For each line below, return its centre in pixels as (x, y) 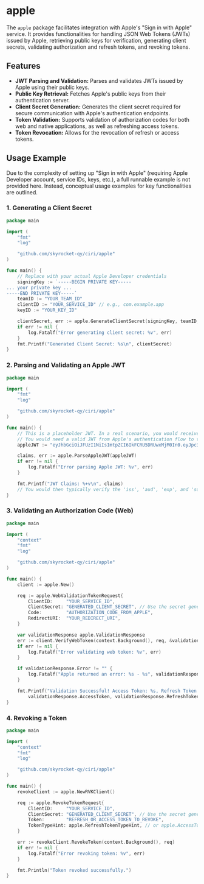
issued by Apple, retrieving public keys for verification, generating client (96, 40)
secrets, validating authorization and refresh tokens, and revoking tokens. (98, 47)
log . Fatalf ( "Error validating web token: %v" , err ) (95, 652)
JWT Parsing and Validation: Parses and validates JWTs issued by (99, 80)
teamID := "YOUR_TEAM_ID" (50, 299)
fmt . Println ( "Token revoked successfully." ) (74, 870)
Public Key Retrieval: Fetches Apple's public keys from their (90, 94)
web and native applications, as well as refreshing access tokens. (97, 126)
